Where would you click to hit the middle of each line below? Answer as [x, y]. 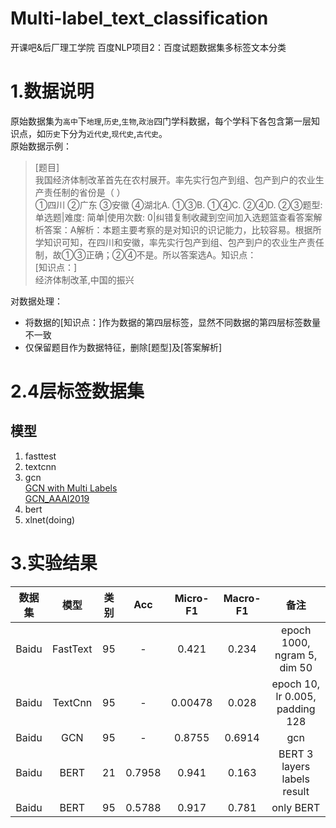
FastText [72, 649]
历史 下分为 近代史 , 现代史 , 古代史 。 [106, 133]
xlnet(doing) [50, 519]
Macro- [242, 598]
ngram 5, [296, 655]
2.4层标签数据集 [77, 391]
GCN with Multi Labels [71, 488]
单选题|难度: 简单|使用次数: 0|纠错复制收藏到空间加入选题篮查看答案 [174, 217]
